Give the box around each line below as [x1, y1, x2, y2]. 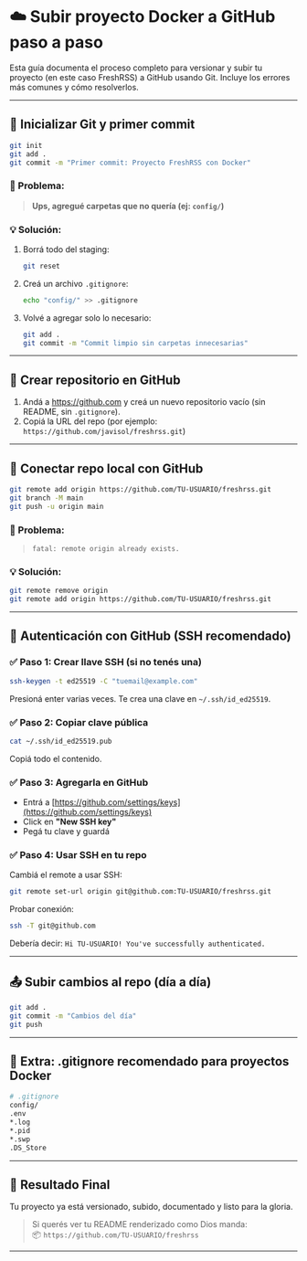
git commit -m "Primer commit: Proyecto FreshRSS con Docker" [9, 158, 251, 167]
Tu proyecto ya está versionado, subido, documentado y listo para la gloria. [9, 1202, 293, 1213]
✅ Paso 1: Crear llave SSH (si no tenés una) [9, 656, 203, 669]
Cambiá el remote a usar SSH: [9, 869, 122, 881]
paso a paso [9, 32, 103, 53]
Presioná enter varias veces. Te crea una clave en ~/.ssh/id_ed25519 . [9, 693, 271, 704]
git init [9, 141, 43, 150]
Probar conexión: [9, 904, 75, 915]
